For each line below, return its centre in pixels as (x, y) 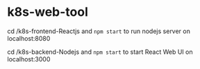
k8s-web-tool (48, 12)
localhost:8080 (29, 38)
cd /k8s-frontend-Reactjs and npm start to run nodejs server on (99, 31)
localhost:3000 (29, 59)
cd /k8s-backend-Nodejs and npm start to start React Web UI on (100, 52)
